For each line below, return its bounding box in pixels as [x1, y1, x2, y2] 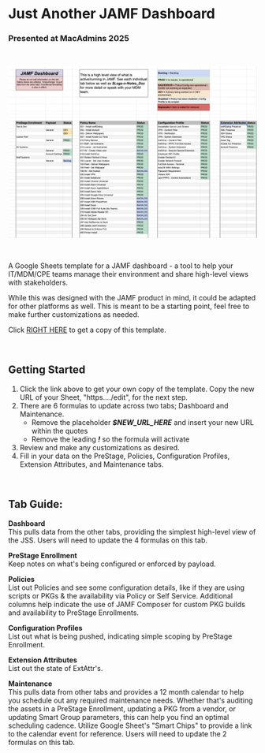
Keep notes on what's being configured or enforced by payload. [8, 559, 217, 568]
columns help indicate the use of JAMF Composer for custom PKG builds [8, 599, 246, 609]
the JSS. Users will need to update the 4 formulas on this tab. [8, 535, 207, 545]
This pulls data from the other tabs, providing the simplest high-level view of [8, 527, 256, 536]
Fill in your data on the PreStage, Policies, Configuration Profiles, [19, 451, 230, 460]
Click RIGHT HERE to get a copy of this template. [8, 325, 167, 334]
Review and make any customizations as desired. [19, 442, 180, 452]
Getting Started [8, 363, 86, 377]
